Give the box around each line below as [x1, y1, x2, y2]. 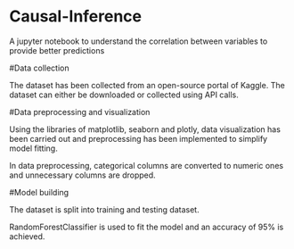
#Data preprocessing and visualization [9, 106, 151, 117]
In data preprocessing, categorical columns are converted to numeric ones [9, 160, 283, 170]
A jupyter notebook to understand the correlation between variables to [9, 36, 268, 46]
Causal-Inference [9, 6, 143, 27]
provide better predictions [9, 45, 105, 55]
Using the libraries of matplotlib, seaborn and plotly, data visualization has [9, 123, 281, 135]
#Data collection [9, 62, 69, 73]
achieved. [9, 230, 45, 242]
